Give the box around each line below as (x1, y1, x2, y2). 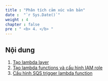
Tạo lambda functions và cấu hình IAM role (12, 65, 103, 71)
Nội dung (5, 46, 35, 54)
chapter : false (5, 22, 40, 27)
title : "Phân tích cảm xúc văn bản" (5, 7, 86, 13)
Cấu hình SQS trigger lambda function (12, 70, 93, 76)
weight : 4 (5, 17, 29, 22)
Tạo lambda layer (12, 59, 49, 65)
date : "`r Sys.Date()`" (5, 12, 60, 17)
